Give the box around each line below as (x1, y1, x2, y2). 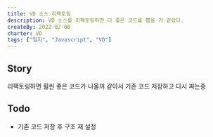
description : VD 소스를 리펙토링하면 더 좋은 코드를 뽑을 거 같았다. (7, 17, 184, 24)
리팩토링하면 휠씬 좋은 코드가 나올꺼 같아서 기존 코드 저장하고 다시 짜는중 (7, 81, 206, 90)
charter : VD (7, 30, 42, 37)
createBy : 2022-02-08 (7, 23, 71, 30)
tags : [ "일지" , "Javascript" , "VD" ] (7, 37, 112, 44)
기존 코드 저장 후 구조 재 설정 (17, 122, 96, 131)
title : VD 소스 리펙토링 (7, 10, 72, 18)
